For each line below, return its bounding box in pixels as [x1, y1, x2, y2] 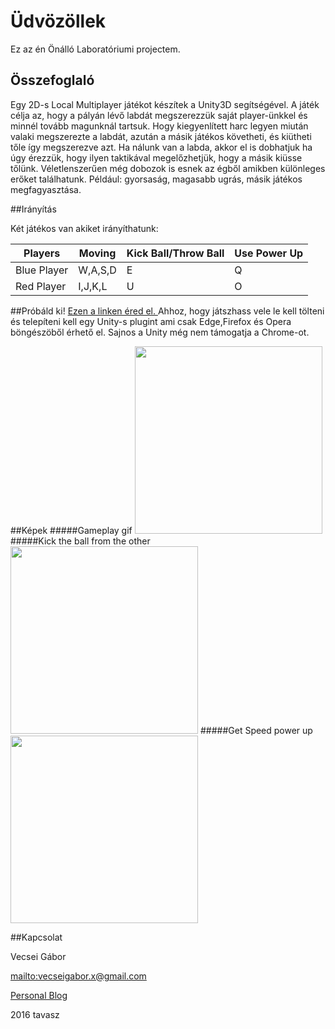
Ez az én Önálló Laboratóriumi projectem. [10, 43, 181, 55]
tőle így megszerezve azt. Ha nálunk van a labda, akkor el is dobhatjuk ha [10, 141, 313, 153]
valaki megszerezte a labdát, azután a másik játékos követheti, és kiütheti [10, 130, 312, 142]
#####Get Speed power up [199, 724, 313, 736]
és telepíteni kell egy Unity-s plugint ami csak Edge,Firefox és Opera [10, 315, 292, 327]
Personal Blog [10, 989, 68, 1001]
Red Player [15, 279, 67, 293]
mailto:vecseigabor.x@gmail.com [10, 970, 147, 982]
